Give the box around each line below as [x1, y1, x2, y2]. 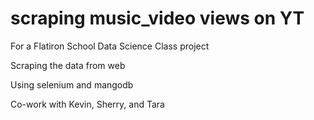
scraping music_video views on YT [10, 7, 305, 30]
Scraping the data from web [10, 59, 126, 71]
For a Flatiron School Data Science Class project [10, 40, 210, 52]
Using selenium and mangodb [10, 78, 134, 91]
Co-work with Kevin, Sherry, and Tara [10, 98, 165, 110]
